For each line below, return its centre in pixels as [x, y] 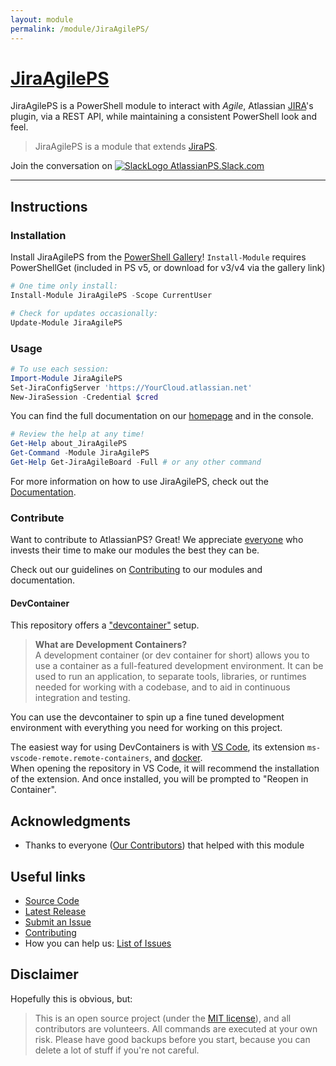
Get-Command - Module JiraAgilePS [80, 453]
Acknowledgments [71, 821]
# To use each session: [60, 369]
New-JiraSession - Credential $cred [84, 397]
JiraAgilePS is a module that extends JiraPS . [126, 147]
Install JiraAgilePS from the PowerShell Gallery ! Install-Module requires [158, 257]
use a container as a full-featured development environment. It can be [179, 666]
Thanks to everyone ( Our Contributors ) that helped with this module [164, 845]
